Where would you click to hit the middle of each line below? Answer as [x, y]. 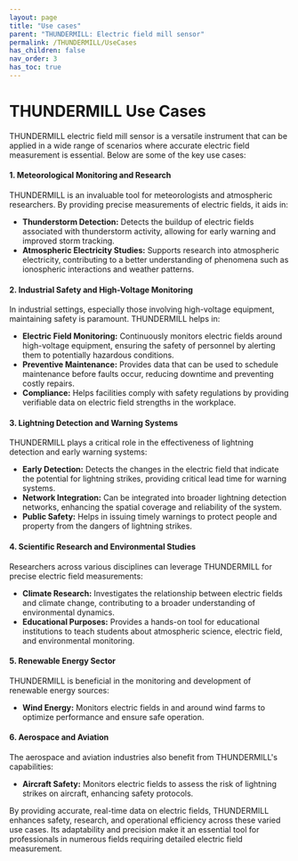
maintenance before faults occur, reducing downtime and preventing [148, 374]
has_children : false [48, 51]
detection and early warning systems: [78, 452]
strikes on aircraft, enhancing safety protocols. [108, 793]
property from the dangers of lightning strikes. [107, 526]
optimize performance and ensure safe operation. [113, 717]
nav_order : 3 [33, 59]
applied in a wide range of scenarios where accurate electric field [129, 145]
